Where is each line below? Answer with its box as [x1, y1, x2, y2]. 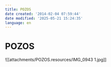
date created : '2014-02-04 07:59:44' [5, 11, 81, 16]
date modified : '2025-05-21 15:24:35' [5, 16, 83, 21]
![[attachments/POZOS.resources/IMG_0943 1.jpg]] [5, 57, 107, 63]
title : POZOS [5, 7, 31, 12]
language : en [5, 20, 31, 25]
